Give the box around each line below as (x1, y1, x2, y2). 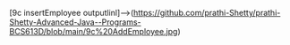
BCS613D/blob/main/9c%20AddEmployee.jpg (9, 26, 178, 36)
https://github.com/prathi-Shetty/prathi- (132, 8, 281, 18)
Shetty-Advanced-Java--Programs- (9, 17, 141, 27)
